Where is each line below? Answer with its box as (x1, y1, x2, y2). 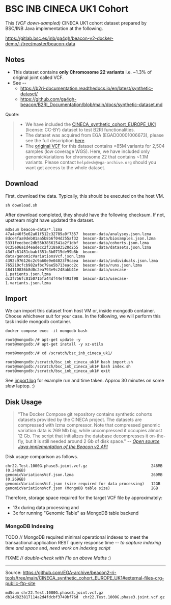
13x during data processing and (12, 505, 79, 511)
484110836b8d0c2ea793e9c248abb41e (5, 267, 79, 272)
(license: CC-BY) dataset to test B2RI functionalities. (25, 126, 135, 133)
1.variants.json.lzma (5, 280, 51, 285)
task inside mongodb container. (5, 319, 72, 325)
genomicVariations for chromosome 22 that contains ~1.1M (25, 153, 149, 160)
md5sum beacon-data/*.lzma (5, 227, 63, 232)
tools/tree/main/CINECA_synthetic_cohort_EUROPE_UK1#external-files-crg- (5, 575, 164, 581)
